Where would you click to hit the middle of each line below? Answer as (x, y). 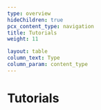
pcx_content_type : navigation (51, 26)
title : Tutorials (32, 33)
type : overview (29, 13)
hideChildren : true (35, 20)
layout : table (28, 52)
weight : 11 (23, 39)
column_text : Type (34, 58)
